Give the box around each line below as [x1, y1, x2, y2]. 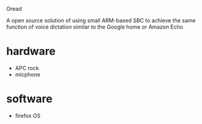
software [6, 92, 53, 106]
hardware [6, 45, 56, 58]
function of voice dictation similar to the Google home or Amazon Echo [6, 24, 183, 30]
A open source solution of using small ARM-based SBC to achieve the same [6, 17, 196, 24]
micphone [15, 71, 41, 78]
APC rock [15, 64, 39, 71]
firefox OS [15, 112, 41, 119]
